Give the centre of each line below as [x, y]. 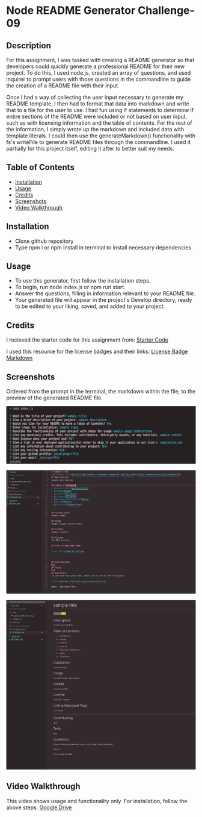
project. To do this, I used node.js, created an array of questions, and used [99, 73]
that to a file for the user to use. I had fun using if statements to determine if [100, 110]
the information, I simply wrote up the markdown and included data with [95, 129]
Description [29, 45]
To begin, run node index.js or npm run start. [70, 287]
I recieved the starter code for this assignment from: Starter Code [87, 340]
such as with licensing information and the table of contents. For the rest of [99, 123]
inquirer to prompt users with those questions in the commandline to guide [99, 79]
